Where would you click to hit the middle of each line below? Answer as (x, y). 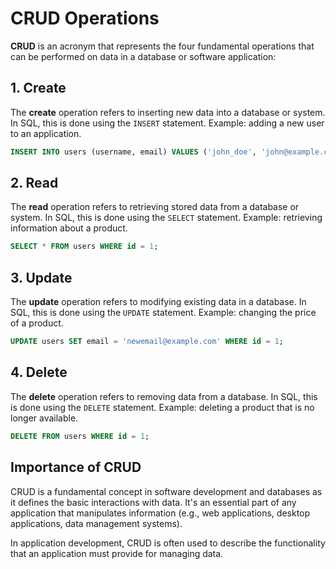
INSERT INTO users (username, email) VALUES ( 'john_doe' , (133, 152)
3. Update (41, 277)
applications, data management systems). (96, 523)
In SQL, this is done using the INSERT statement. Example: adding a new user (167, 123)
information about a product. (69, 228)
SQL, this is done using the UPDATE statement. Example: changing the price (163, 313)
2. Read (34, 183)
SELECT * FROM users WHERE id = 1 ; (84, 247)
